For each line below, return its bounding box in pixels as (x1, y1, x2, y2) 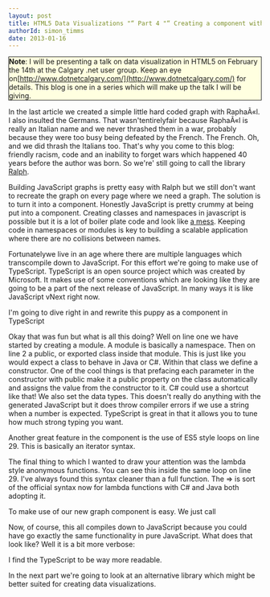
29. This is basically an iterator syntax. (8, 442, 136, 451)
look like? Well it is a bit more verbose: (8, 540, 135, 550)
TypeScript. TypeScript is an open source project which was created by (8, 266, 246, 276)
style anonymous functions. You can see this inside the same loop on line (8, 466, 252, 476)
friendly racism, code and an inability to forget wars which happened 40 (8, 150, 247, 159)
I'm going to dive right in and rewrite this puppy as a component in (8, 307, 228, 318)
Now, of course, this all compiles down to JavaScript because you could (8, 522, 247, 532)
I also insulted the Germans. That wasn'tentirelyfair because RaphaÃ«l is (8, 116, 248, 126)
